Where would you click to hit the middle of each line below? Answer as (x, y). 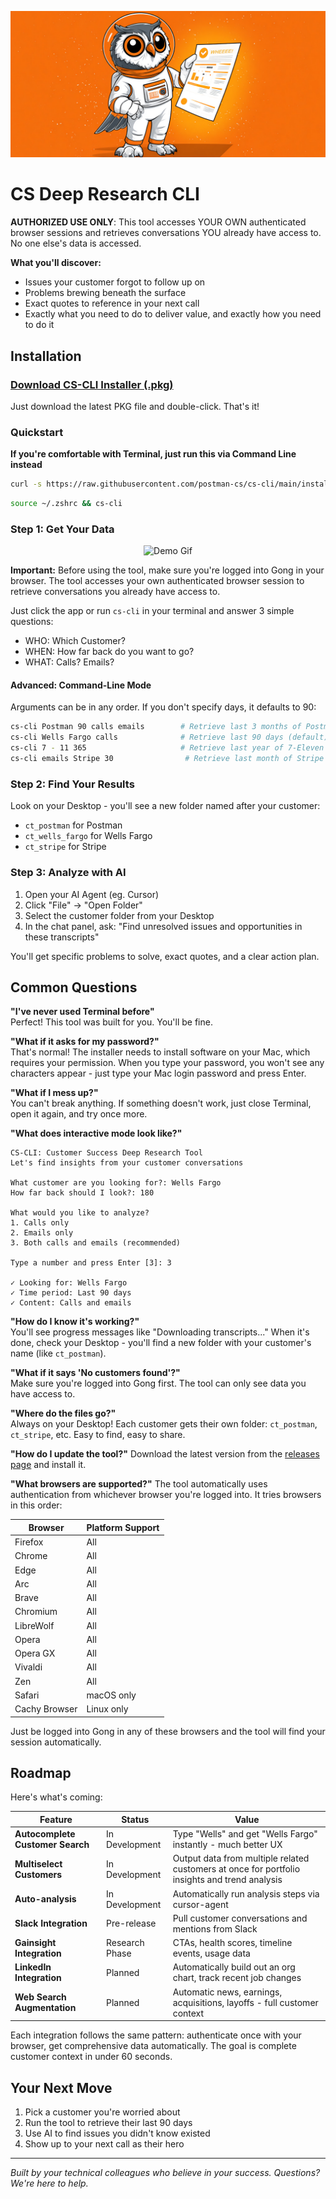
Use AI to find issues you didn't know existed (117, 2133)
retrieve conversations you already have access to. (115, 592)
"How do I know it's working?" (75, 1322)
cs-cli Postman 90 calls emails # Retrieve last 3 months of (156, 727)
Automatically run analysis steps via (246, 1893)
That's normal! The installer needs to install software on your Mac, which (160, 1052)
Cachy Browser (46, 1709)
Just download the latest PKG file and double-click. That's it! (135, 406)
